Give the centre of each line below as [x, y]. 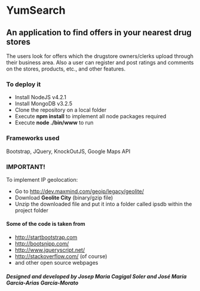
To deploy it [24, 84]
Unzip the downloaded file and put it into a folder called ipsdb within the [103, 204]
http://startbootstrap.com [46, 237]
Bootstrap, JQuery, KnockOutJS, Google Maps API [68, 151]
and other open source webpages [56, 263]
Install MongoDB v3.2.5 [44, 104]
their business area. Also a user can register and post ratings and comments [100, 62]
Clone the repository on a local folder [61, 110]
